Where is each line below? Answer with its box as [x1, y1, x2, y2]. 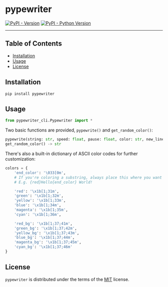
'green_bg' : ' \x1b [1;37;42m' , [14, 226, 77, 231]
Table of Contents [5, 39, 62, 48]
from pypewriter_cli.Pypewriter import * [5, 118, 93, 123]
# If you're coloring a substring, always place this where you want [14, 175, 162, 180]
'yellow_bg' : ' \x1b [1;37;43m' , [14, 230, 79, 235]
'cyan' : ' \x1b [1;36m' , [14, 212, 61, 217]
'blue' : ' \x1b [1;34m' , [14, 203, 61, 208]
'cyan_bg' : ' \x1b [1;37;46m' [14, 244, 72, 249]
